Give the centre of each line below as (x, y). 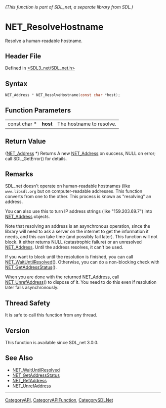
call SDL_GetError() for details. (36, 158)
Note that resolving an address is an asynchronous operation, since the (78, 226)
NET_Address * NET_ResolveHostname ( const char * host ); (63, 95)
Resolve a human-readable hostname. (44, 41)
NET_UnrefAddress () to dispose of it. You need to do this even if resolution (81, 282)
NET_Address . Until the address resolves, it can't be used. (64, 247)
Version (17, 331)
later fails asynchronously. (32, 288)
